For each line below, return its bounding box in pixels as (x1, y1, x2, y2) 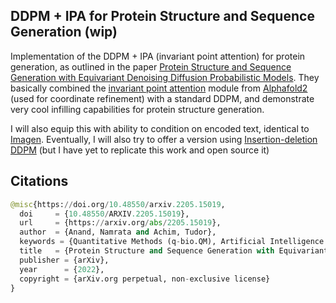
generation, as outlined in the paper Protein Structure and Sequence (10, 60, 292, 73)
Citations (10, 173, 69, 190)
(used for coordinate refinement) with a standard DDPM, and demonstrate (10, 92, 315, 104)
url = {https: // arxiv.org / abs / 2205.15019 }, (19, 218, 222, 228)
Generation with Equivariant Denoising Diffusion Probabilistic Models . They (10, 71, 320, 83)
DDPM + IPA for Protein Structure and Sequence (10, 8, 315, 25)
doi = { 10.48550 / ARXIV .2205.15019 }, (19, 209, 190, 219)
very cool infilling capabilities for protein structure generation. (10, 103, 265, 115)
